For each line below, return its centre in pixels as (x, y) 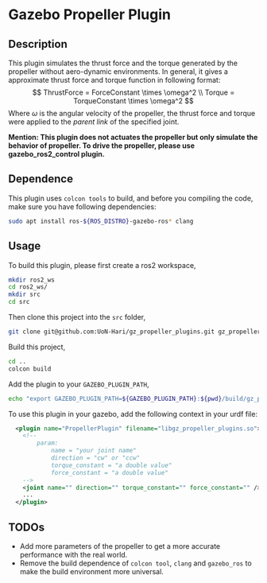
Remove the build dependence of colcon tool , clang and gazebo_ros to (135, 563)
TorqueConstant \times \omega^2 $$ (133, 101)
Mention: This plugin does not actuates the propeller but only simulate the (133, 137)
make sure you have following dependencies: (82, 206)
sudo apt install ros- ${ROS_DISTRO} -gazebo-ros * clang (101, 221)
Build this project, (37, 347)
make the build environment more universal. (92, 571)
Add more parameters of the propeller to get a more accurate (120, 546)
